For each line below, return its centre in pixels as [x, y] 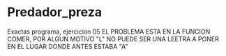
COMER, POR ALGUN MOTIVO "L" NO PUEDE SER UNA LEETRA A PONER [113, 38]
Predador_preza [55, 12]
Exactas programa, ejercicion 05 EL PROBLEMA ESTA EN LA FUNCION [109, 31]
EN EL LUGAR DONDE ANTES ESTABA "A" [68, 46]
